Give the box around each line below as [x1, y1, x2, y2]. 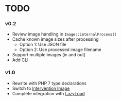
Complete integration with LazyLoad [12, 90, 85, 96]
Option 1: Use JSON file [19, 42, 67, 48]
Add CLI [12, 57, 29, 63]
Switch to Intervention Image [12, 85, 70, 91]
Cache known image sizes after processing [12, 36, 99, 42]
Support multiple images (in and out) [12, 52, 86, 58]
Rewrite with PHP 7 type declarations [12, 80, 86, 86]
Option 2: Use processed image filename [19, 47, 102, 52]
